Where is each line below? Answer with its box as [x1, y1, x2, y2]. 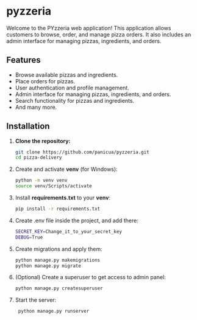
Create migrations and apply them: [15, 245, 102, 252]
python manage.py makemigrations [15, 257, 101, 263]
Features [6, 55, 41, 65]
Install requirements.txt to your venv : [15, 194, 111, 201]
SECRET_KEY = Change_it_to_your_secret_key [15, 228, 123, 235]
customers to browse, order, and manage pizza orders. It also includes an [6, 30, 192, 38]
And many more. [15, 103, 57, 111]
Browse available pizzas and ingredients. [15, 71, 118, 78]
